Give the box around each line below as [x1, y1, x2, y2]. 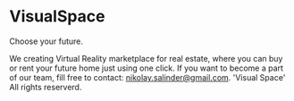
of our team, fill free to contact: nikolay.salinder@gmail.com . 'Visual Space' [9, 72, 286, 82]
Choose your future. [9, 36, 83, 46]
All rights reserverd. [9, 81, 82, 92]
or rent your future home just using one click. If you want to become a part [9, 63, 284, 73]
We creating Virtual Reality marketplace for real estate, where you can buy [9, 53, 283, 63]
